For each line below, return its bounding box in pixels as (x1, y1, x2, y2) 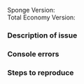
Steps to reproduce (7, 67, 74, 77)
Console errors (7, 49, 59, 58)
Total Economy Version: (7, 13, 76, 22)
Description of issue (7, 31, 78, 40)
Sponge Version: (7, 6, 55, 14)
